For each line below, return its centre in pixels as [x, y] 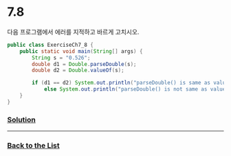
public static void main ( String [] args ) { [81, 51]
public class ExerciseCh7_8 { [51, 45]
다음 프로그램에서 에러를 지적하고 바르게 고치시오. [73, 32]
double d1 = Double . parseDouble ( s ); [84, 64]
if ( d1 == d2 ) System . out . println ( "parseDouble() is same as [121, 83]
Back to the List [33, 146]
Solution [22, 120]
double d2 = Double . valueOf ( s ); [78, 70]
